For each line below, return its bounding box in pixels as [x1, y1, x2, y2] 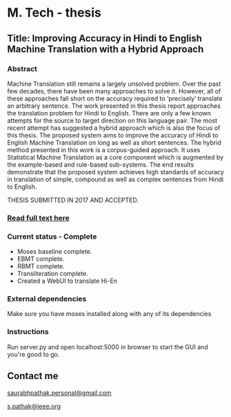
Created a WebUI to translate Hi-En [17, 277, 117, 285]
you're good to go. [7, 350, 60, 358]
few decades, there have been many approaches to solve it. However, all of [7, 86, 221, 95]
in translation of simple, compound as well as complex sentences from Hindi [7, 175, 224, 183]
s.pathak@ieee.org [7, 402, 61, 410]
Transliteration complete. [17, 270, 88, 278]
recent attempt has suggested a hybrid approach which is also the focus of [7, 123, 221, 132]
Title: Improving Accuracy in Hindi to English [7, 33, 202, 44]
